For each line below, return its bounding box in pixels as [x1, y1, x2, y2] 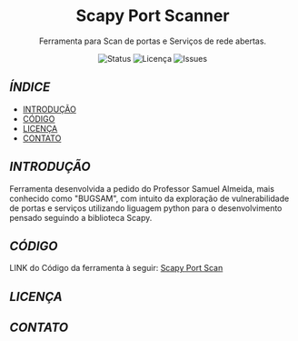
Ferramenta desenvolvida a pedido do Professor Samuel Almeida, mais [9, 183, 275, 194]
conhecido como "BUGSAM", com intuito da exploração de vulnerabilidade [9, 193, 290, 204]
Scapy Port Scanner [75, 5, 230, 26]
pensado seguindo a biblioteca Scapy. [9, 212, 153, 223]
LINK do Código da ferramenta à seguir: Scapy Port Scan [9, 263, 223, 274]
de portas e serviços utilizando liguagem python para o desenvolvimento [9, 202, 283, 214]
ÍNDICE [9, 79, 51, 95]
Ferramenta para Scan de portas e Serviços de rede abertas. [39, 35, 266, 46]
